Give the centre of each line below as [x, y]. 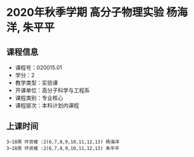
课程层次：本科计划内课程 [47, 105]
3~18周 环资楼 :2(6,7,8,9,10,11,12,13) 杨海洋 [63, 142]
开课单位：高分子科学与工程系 [52, 90]
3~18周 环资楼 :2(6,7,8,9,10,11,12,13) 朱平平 [63, 148]
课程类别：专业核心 [39, 98]
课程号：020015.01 [38, 68]
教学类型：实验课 [36, 83]
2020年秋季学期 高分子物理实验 [85, 12]
